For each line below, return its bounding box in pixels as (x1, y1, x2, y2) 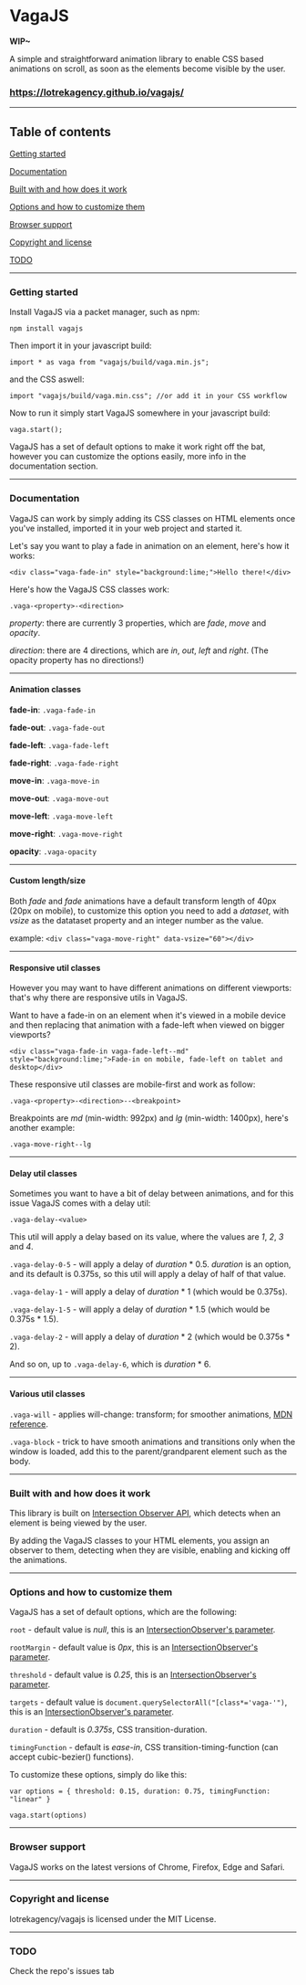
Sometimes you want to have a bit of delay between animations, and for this (9, 1188, 294, 1199)
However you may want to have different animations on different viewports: (9, 983, 292, 994)
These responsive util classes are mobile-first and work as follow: (9, 1079, 256, 1090)
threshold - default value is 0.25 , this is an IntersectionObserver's (9, 1669, 257, 1681)
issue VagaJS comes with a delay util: (9, 1198, 151, 1209)
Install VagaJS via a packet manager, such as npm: (9, 307, 200, 318)
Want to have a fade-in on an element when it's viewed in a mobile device (9, 1010, 287, 1021)
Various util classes (9, 1388, 86, 1399)
